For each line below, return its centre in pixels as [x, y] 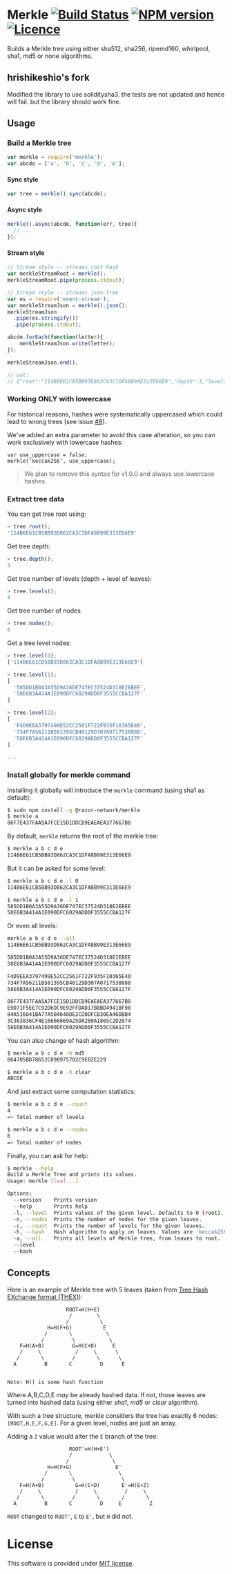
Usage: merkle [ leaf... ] [43, 1181]
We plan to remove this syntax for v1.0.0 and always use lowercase [119, 474]
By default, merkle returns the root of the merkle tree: [83, 836]
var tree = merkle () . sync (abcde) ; [57, 194]
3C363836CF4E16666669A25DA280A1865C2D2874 [69, 1021]
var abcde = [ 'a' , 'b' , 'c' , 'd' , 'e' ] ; [66, 164]
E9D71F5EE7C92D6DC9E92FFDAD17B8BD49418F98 [69, 1008]
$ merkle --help [30, 1168]
